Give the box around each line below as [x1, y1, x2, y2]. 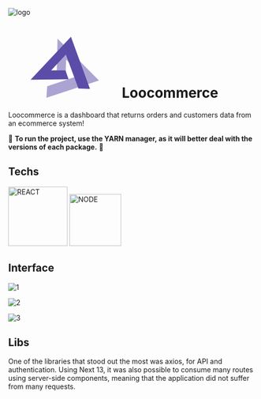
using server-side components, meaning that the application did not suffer [8, 374, 250, 383]
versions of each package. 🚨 [8, 142, 104, 152]
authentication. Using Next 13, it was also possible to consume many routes [8, 365, 254, 375]
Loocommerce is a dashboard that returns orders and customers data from [8, 110, 252, 119]
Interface [8, 262, 54, 275]
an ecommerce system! [8, 119, 84, 128]
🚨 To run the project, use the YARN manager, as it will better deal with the [8, 134, 253, 143]
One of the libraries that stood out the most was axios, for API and [8, 356, 223, 367]
